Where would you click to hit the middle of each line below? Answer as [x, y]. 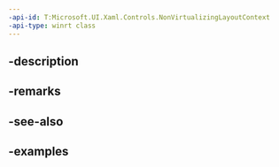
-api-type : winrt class [52, 26]
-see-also [36, 121]
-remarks [35, 91]
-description [43, 61]
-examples [39, 152]
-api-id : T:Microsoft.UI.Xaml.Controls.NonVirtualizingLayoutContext [139, 17]
